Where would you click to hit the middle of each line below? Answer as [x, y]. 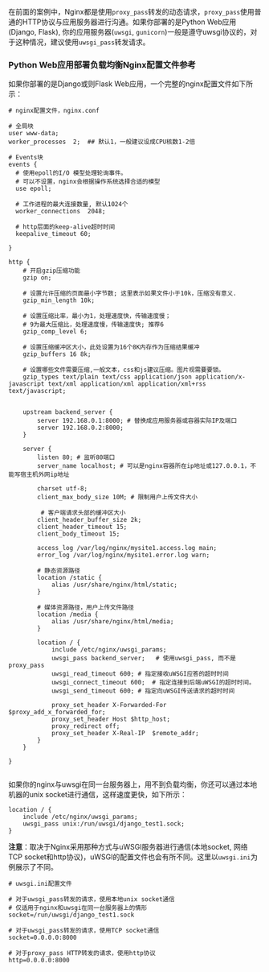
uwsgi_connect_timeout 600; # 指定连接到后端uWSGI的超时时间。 [153, 683]
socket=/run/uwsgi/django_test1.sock [71, 915]
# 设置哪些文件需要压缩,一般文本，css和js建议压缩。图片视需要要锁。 [124, 370]
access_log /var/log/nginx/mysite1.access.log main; [127, 548]
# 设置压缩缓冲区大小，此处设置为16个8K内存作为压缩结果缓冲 [111, 347]
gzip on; [37, 278]
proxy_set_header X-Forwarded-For [109, 705]
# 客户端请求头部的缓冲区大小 [83, 513]
